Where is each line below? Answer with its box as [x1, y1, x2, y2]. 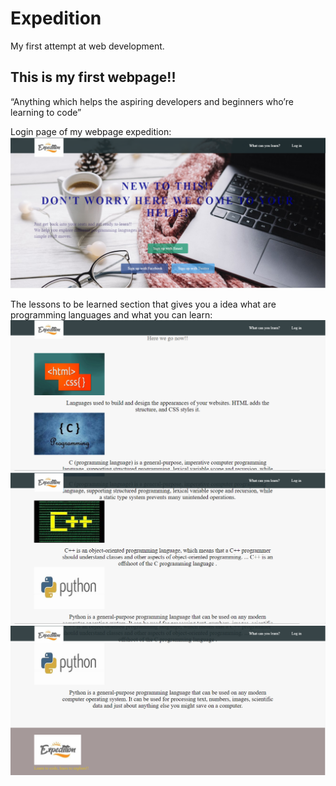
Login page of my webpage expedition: [10, 125, 172, 137]
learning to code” [10, 106, 82, 118]
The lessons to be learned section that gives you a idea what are [10, 298, 277, 310]
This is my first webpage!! [10, 69, 177, 86]
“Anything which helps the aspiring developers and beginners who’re [10, 95, 294, 107]
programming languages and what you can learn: [10, 308, 213, 321]
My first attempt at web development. [10, 40, 165, 52]
